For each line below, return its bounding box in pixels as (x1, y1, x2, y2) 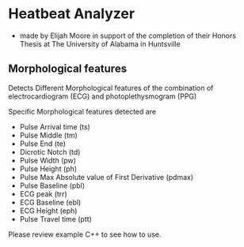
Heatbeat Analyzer (8, 5, 135, 23)
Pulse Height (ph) (19, 163, 78, 174)
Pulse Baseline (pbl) (19, 181, 86, 190)
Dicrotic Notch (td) (19, 147, 81, 156)
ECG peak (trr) (19, 189, 67, 198)
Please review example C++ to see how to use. (8, 230, 162, 239)
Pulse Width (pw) (19, 155, 77, 165)
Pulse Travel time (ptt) (19, 214, 93, 223)
